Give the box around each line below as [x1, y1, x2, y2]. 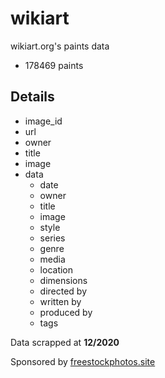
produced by [39, 306, 93, 318]
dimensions [39, 274, 88, 286]
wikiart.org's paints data [10, 40, 110, 52]
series [39, 232, 66, 244]
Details [10, 88, 55, 106]
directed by [39, 285, 88, 297]
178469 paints [24, 59, 84, 71]
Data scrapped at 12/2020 [10, 336, 120, 348]
